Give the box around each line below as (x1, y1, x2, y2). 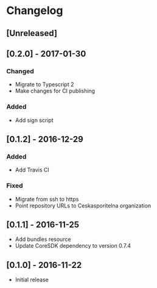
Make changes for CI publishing (15, 87, 96, 95)
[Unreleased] (6, 28, 58, 38)
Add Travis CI (15, 166, 50, 174)
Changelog (6, 4, 63, 18)
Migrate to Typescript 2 (15, 81, 74, 88)
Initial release (15, 276, 49, 284)
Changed (6, 67, 35, 75)
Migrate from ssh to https (15, 195, 79, 203)
